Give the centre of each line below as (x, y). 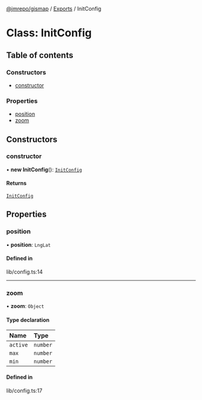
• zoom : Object (25, 306)
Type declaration (28, 320)
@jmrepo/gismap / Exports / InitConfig (54, 9)
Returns (17, 183)
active (19, 345)
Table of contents (40, 55)
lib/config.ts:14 (25, 272)
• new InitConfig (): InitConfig (44, 169)
